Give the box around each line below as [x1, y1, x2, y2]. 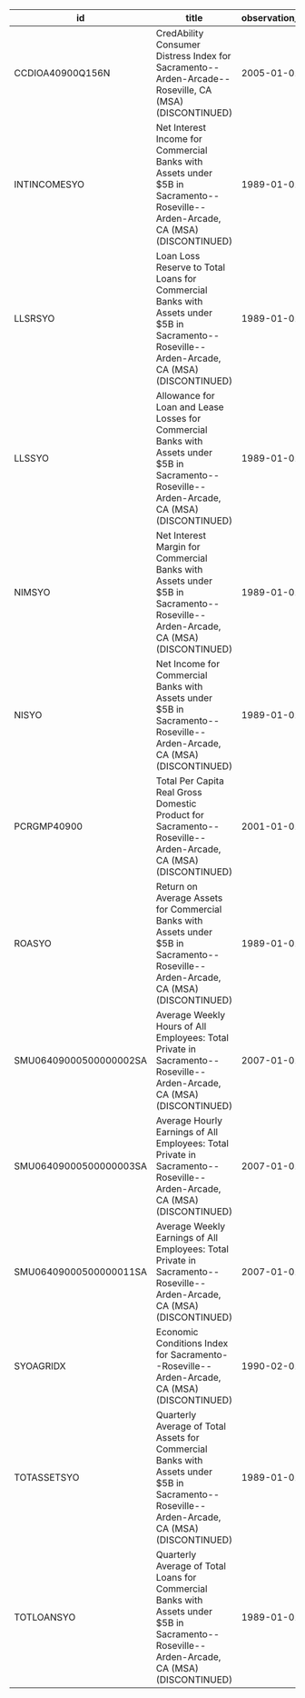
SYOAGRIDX [14, 1360, 66, 1372]
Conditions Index [155, 1337, 229, 1349]
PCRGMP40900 [14, 820, 84, 833]
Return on [155, 881, 198, 893]
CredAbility [155, 27, 204, 39]
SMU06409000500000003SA [14, 1160, 148, 1172]
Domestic [155, 797, 197, 810]
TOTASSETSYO [14, 1472, 80, 1483]
